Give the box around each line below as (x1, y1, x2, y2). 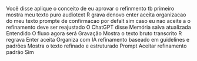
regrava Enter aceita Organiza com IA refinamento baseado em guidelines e (6, 36, 190, 43)
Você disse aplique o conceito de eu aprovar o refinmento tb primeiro (6, 5, 175, 12)
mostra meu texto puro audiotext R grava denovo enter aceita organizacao (6, 11, 186, 18)
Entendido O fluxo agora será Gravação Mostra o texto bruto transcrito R (6, 30, 182, 37)
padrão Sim (6, 49, 34, 55)
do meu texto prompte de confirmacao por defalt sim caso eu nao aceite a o (6, 18, 191, 24)
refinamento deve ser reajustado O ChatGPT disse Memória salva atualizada (6, 23, 191, 30)
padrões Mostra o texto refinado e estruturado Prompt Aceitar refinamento (6, 42, 187, 49)
